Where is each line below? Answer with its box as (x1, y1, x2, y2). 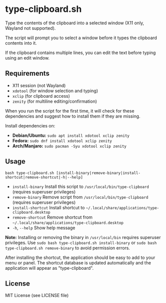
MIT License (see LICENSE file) (5, 293, 69, 299)
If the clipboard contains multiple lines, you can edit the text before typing (5, 50, 156, 56)
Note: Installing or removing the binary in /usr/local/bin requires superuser (5, 234, 161, 240)
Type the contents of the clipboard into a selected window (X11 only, (5, 20, 145, 26)
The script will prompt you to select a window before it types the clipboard (5, 35, 157, 41)
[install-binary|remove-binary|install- (56, 170, 141, 176)
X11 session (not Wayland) (12, 82, 66, 88)
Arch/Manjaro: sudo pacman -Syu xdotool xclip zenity (12, 143, 127, 149)
